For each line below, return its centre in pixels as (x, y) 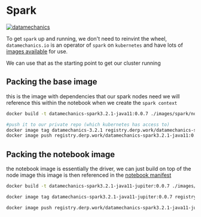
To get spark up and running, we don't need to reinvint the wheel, (87, 38)
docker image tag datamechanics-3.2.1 (54, 130)
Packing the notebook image (61, 154)
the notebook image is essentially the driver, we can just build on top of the (99, 169)
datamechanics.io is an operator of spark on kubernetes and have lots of (95, 45)
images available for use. (37, 51)
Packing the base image (52, 82)
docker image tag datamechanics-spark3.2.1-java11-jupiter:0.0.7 (89, 197)
